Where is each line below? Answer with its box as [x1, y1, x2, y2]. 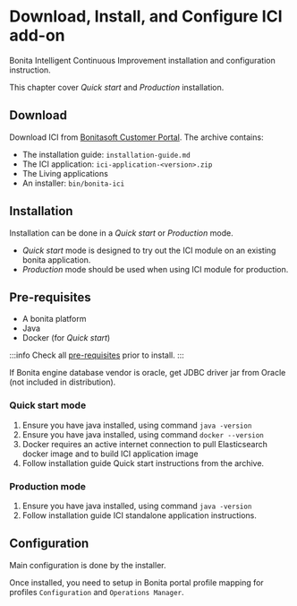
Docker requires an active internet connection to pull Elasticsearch [21, 438, 268, 449]
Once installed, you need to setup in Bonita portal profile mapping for [9, 576, 264, 588]
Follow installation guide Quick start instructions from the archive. [21, 457, 265, 468]
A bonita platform [21, 314, 87, 325]
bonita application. [21, 254, 91, 265]
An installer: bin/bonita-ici [21, 177, 125, 188]
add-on [9, 25, 65, 46]
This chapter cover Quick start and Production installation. [9, 82, 225, 92]
